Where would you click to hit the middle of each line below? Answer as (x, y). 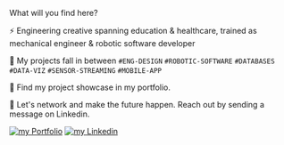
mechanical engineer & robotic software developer (102, 43)
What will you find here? (54, 13)
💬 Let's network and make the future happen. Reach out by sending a (137, 105)
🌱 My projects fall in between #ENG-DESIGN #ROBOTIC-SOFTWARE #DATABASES (142, 60)
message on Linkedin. (50, 114)
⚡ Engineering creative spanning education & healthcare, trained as (133, 31)
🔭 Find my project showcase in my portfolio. (90, 87)
